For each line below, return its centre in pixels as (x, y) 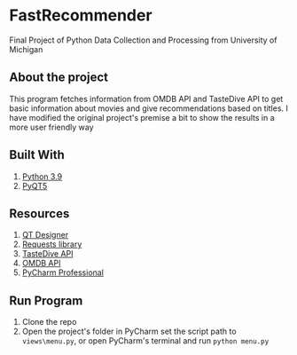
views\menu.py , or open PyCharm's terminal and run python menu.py (145, 341)
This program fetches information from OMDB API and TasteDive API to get (146, 99)
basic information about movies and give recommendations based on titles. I (148, 108)
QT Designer (45, 235)
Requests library (52, 244)
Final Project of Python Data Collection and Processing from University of (143, 40)
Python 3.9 (42, 176)
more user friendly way (52, 127)
